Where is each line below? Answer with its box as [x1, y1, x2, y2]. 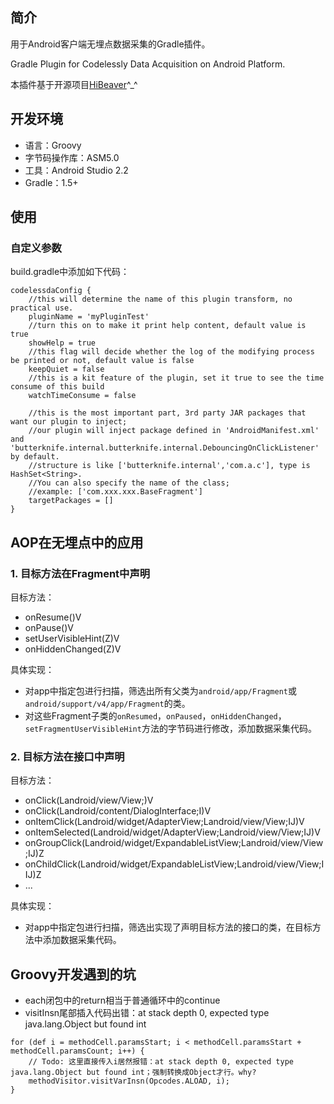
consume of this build [10, 382, 105, 392]
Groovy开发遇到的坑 [10, 966, 137, 983]
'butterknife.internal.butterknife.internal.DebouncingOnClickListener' [10, 443, 320, 453]
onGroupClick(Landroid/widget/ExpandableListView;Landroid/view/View [24, 837, 324, 849]
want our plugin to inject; [10, 417, 128, 427]
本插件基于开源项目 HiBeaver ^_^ [10, 78, 138, 90]
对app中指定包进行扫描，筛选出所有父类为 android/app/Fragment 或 [24, 685, 297, 697]
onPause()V [24, 622, 74, 633]
